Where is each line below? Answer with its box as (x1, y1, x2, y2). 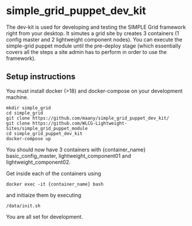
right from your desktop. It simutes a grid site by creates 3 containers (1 (6, 29, 179, 36)
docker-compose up (6, 136, 51, 141)
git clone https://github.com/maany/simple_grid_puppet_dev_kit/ (6, 115, 169, 121)
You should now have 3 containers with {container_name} (6, 146, 146, 153)
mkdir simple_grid (6, 104, 51, 111)
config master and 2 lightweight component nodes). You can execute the (6, 36, 183, 43)
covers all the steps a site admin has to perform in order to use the (6, 48, 167, 55)
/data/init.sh (6, 203, 41, 209)
